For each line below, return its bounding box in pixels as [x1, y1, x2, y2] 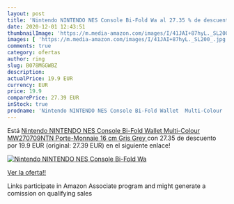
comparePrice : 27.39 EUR [7, 95, 79, 102]
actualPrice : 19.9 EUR [7, 74, 73, 82]
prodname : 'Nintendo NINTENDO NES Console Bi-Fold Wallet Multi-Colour [7, 107, 223, 114]
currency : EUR [7, 81, 49, 88]
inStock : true [7, 101, 49, 108]
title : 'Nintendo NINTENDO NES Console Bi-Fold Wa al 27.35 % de [7, 17, 201, 24]
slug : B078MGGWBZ [7, 62, 58, 69]
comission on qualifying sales [7, 189, 93, 197]
